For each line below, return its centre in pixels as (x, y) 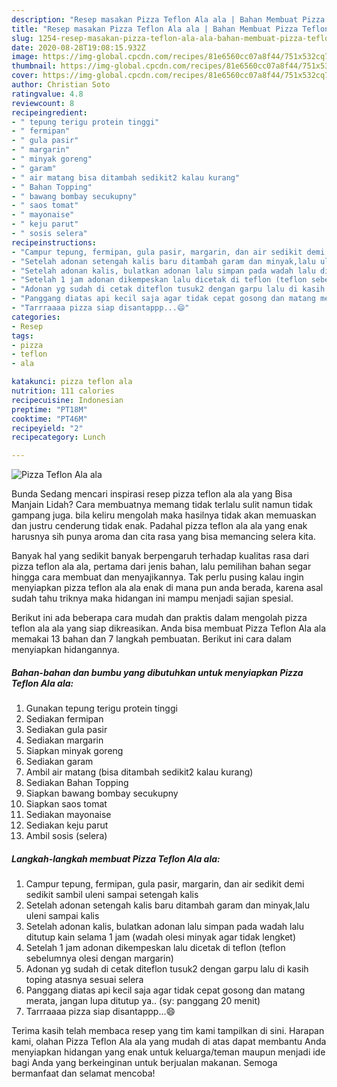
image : (25, 57)
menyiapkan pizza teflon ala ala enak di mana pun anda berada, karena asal (167, 588)
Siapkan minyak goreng (74, 751)
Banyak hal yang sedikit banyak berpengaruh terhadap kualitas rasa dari (160, 556)
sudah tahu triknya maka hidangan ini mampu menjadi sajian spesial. (152, 598)
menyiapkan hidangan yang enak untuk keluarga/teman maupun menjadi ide (168, 1052)
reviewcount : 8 (43, 103)
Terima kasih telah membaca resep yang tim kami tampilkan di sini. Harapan (168, 1031)
